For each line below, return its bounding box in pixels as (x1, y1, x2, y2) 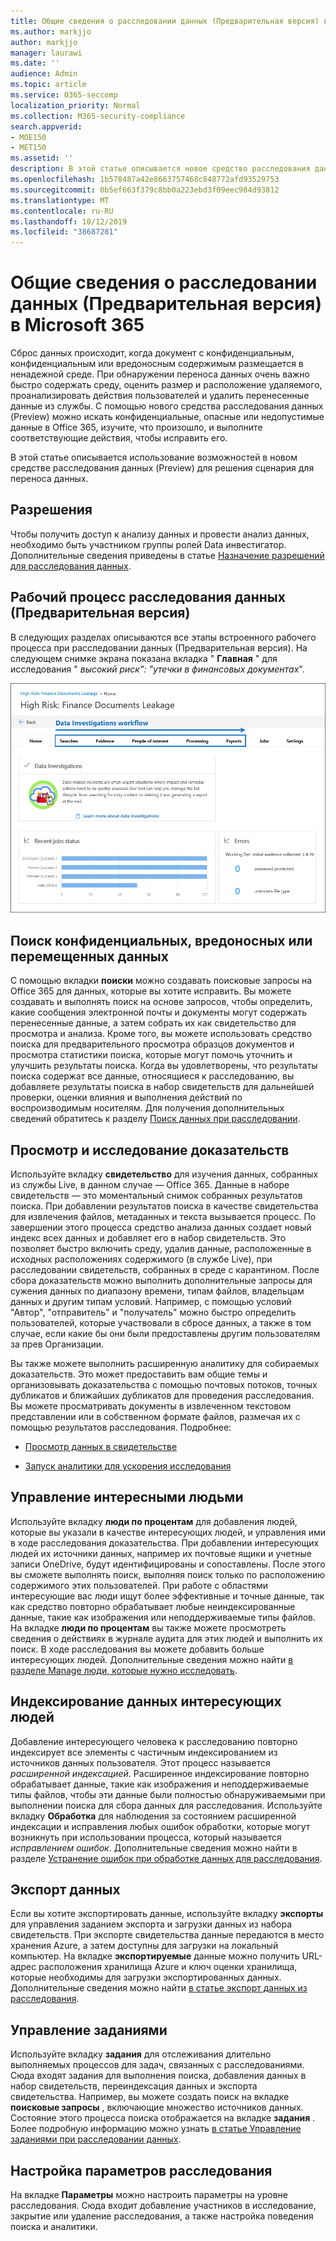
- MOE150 (10, 132, 47, 142)
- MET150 (10, 143, 47, 153)
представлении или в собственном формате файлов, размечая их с (10, 1410, 301, 1422)
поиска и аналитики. (10, 2220, 98, 2232)
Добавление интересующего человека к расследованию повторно (10, 1735, 298, 1747)
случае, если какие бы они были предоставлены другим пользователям (10, 1327, 321, 1339)
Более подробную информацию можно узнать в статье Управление (10, 2123, 302, 2135)
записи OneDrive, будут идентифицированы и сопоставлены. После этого (10, 1558, 326, 1570)
